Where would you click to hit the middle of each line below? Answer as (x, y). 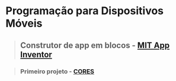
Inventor (36, 54)
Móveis (24, 23)
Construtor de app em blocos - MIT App (95, 45)
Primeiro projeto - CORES (57, 71)
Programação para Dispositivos (85, 11)
